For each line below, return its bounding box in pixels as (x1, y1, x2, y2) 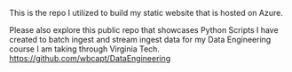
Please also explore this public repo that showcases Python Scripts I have (9, 25, 279, 35)
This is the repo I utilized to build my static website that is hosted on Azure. (9, 8, 284, 18)
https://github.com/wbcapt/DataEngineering (9, 53, 171, 63)
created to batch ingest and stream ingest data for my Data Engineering (9, 35, 272, 44)
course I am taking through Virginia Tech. (9, 44, 160, 54)
